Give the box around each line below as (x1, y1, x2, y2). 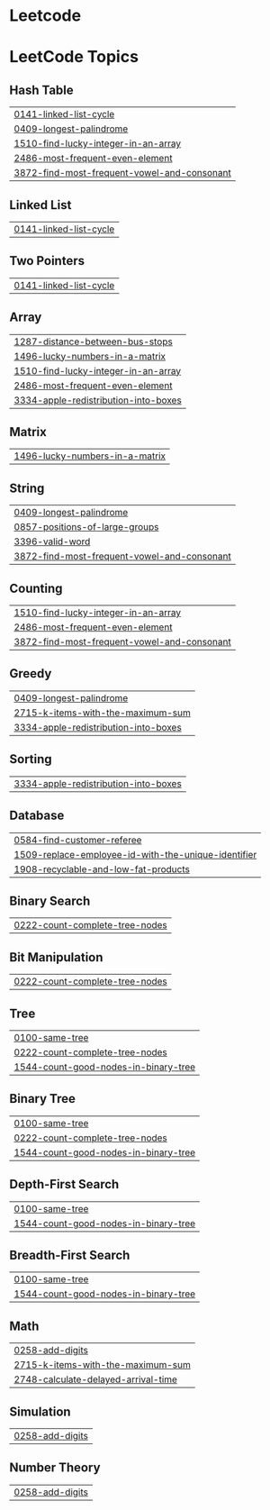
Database (9, 808, 65, 823)
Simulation (9, 1404, 71, 1419)
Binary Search (9, 893, 91, 908)
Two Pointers (9, 253, 85, 268)
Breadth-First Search (9, 1247, 130, 1262)
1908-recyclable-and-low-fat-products (13, 862, 191, 875)
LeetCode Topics (9, 47, 139, 68)
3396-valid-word (13, 535, 91, 548)
